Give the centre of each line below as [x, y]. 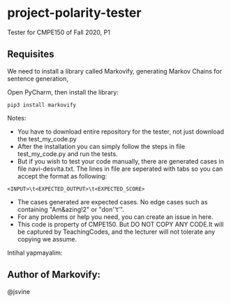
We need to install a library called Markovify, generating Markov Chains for [114, 71]
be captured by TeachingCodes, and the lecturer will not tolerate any [116, 232]
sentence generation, [38, 78]
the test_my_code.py [47, 139]
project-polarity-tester [74, 13]
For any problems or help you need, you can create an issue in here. [115, 217]
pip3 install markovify [42, 105]
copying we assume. [47, 239]
